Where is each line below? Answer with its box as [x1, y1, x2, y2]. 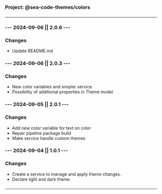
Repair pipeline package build [12, 130, 71, 136]
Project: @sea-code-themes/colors [5, 4, 91, 11]
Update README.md [12, 48, 53, 54]
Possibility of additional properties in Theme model [12, 89, 113, 95]
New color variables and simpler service [12, 84, 93, 90]
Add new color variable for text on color [12, 125, 92, 131]
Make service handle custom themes [12, 135, 86, 141]
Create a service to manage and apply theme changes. [12, 171, 121, 177]
